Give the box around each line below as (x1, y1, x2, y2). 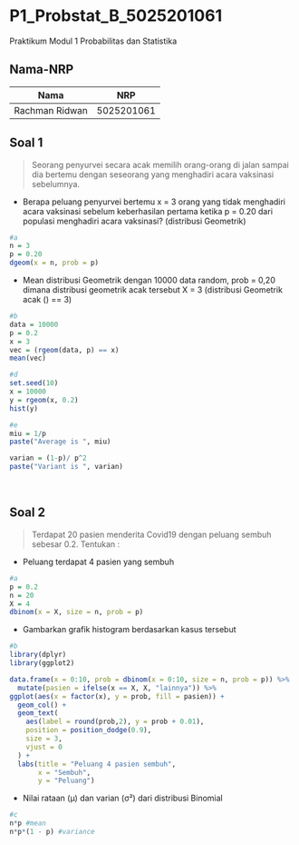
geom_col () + (17, 701, 67, 710)
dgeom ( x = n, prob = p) (9, 258, 100, 268)
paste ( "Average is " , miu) (9, 437, 111, 446)
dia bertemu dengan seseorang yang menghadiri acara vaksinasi (31, 169, 275, 180)
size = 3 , (25, 734, 63, 743)
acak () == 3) (22, 294, 72, 305)
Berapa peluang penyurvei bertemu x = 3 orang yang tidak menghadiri (22, 196, 285, 207)
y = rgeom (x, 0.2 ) (9, 395, 79, 404)
